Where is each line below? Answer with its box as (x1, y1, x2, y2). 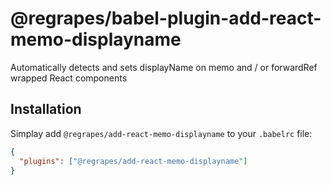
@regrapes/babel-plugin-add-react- (10, 7, 322, 30)
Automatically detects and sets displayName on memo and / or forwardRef (10, 61, 318, 73)
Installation (10, 101, 82, 118)
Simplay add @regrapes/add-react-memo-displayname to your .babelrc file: (10, 127, 313, 139)
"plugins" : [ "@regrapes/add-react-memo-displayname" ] (19, 156, 248, 166)
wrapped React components (10, 72, 128, 84)
